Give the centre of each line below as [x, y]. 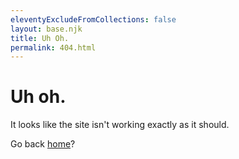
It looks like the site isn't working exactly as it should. [120, 125]
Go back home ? [43, 144]
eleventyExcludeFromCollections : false [93, 19]
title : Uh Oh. [40, 38]
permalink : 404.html [53, 47]
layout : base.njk [46, 29]
